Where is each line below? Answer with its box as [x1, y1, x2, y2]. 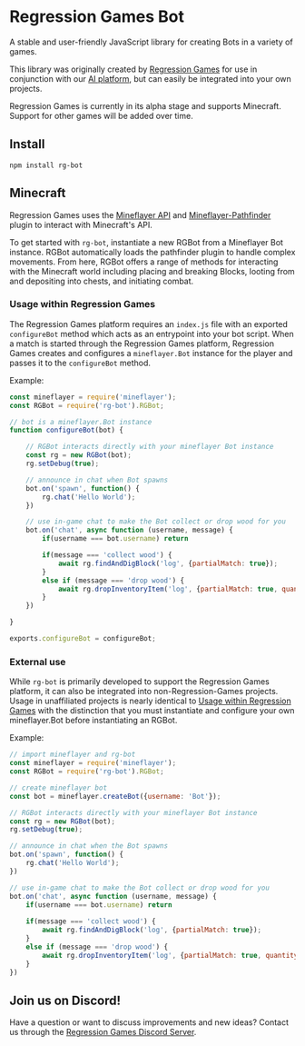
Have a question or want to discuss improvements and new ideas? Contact [9, 1017, 289, 1028]
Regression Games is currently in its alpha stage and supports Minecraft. [9, 100, 281, 111]
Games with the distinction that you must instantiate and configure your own [9, 705, 295, 716]
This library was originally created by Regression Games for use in [9, 64, 258, 75]
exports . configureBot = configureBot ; [9, 634, 156, 643]
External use [9, 655, 66, 668]
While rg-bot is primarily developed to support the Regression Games [9, 676, 270, 687]
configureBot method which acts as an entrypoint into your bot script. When [9, 328, 294, 339]
